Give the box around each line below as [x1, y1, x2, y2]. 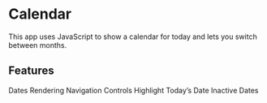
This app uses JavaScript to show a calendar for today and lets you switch [8, 32, 257, 41]
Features [8, 64, 54, 78]
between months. [8, 40, 67, 49]
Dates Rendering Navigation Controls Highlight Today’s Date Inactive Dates [8, 85, 259, 95]
